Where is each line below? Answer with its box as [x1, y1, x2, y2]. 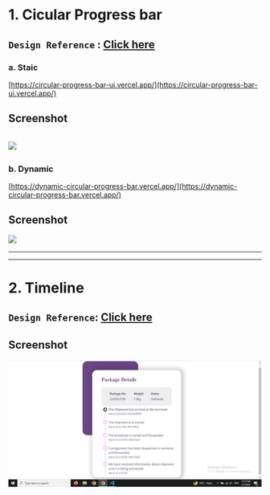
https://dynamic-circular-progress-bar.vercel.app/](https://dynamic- [10, 181, 238, 190]
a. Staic [8, 62, 39, 73]
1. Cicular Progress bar [8, 6, 162, 24]
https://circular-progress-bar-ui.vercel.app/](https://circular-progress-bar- [10, 80, 259, 89]
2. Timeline [8, 279, 84, 297]
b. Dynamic [8, 163, 54, 174]
